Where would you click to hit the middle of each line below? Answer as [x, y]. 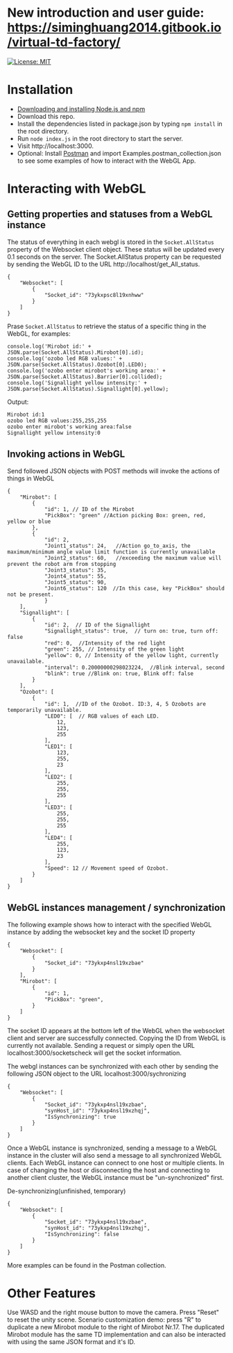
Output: [18, 402]
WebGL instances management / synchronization [116, 908]
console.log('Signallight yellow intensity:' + [77, 383]
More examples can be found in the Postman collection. [87, 1265]
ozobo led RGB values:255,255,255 [57, 421]
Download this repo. [46, 116]
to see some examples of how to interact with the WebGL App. [106, 161]
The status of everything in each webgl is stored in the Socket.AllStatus [111, 242]
